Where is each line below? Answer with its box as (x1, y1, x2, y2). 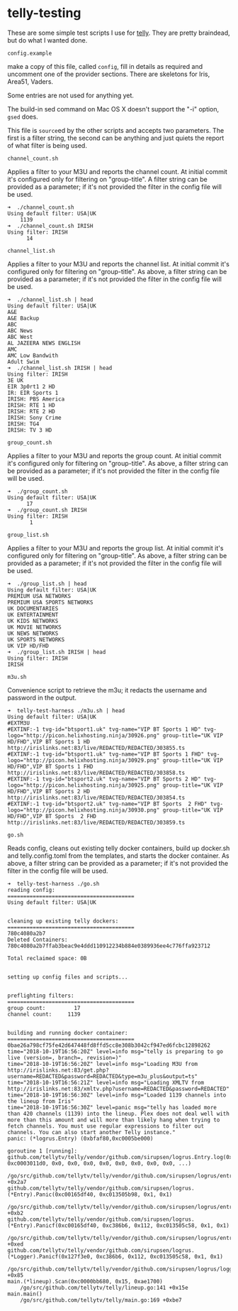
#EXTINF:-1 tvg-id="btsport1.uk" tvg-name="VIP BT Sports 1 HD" (7, 726, 201, 733)
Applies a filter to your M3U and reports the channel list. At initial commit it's (7, 259, 230, 268)
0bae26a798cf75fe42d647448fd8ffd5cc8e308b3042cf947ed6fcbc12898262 (7, 1042, 211, 1049)
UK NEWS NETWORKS (7, 630, 59, 637)
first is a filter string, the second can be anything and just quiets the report (7, 134, 225, 142)
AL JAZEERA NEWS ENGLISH (7, 339, 81, 347)
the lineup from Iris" (7, 1097, 74, 1105)
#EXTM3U (7, 719, 30, 727)
